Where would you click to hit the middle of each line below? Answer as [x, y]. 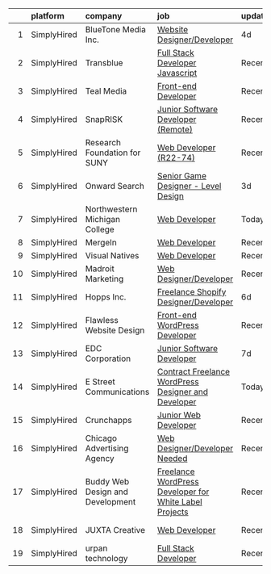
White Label [180, 502]
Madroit [100, 268]
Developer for [183, 492]
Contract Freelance [194, 372]
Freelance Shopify [192, 292]
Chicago [101, 438]
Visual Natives [112, 256]
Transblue [104, 63]
